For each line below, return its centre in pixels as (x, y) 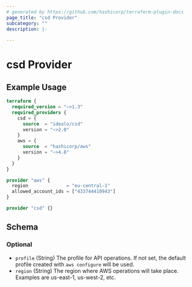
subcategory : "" (27, 23)
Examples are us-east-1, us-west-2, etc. (65, 277)
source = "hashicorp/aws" (57, 147)
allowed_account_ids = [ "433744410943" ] (64, 192)
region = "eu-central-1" (61, 186)
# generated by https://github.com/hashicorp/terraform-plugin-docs (95, 12)
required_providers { (39, 112)
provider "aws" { (28, 180)
